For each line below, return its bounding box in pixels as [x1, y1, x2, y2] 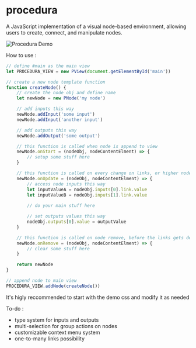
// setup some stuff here [27, 154, 90, 160]
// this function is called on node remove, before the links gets [16, 235, 184, 240]
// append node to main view [6, 278, 77, 284]
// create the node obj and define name [16, 90, 116, 96]
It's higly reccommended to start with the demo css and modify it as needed [6, 294, 190, 301]
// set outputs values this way [27, 213, 106, 219]
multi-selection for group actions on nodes [14, 322, 118, 329]
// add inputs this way [16, 106, 75, 112]
